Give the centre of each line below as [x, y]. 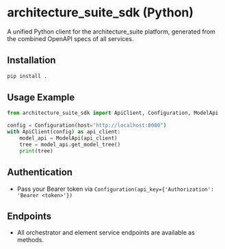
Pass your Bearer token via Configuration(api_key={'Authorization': [115, 189]
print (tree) [36, 151]
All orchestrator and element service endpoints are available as [106, 233]
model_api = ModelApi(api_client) [68, 138]
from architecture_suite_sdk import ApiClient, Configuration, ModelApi [113, 113]
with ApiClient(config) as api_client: [64, 132]
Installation [31, 61]
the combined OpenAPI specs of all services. [70, 38]
